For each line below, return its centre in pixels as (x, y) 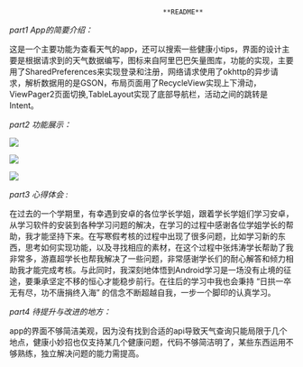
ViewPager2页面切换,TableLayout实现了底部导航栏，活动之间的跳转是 (139, 94)
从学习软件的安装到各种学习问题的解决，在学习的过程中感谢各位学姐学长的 (147, 225)
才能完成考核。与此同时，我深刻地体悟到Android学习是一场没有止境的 (154, 270)
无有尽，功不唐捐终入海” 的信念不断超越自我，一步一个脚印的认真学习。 (143, 293)
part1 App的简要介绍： (51, 30)
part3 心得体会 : (39, 194)
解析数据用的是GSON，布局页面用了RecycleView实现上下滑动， (143, 83)
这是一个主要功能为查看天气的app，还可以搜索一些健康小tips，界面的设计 (146, 49)
